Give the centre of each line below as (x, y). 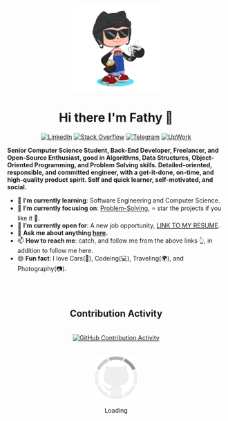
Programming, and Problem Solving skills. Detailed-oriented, (123, 165)
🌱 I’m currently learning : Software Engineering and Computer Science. (118, 200)
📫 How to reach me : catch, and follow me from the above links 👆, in (115, 241)
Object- (203, 158)
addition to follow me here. (55, 250)
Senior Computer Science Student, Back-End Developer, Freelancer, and (113, 150)
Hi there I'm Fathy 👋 (116, 118)
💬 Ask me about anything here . (63, 232)
